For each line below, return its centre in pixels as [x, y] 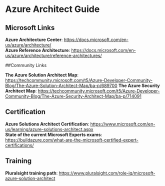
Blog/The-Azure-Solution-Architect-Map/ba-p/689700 [61, 85]
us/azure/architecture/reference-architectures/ [53, 55]
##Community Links [26, 65]
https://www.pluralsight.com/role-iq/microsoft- [107, 173]
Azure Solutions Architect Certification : [47, 124]
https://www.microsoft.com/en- [123, 124]
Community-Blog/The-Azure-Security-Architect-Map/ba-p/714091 [73, 96]
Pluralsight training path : [31, 173]
